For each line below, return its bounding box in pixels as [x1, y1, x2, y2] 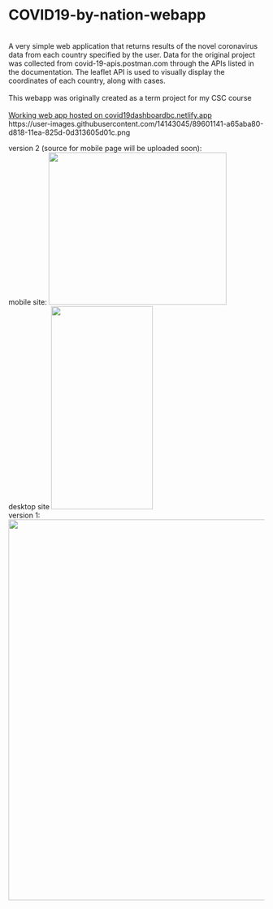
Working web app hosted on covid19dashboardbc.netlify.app [8, 110, 213, 119]
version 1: [8, 510, 41, 520]
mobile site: [8, 297, 47, 306]
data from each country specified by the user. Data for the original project [8, 50, 256, 59]
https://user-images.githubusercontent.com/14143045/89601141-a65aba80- [8, 119, 264, 128]
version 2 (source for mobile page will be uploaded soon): [8, 143, 202, 153]
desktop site [8, 501, 50, 511]
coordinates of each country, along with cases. [8, 76, 167, 85]
